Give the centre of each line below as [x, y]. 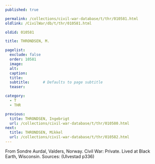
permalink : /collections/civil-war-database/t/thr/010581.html [72, 19]
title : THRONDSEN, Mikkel [36, 133]
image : [16, 64]
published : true [22, 10]
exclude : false [25, 55]
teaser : [18, 87]
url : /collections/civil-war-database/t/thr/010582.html [70, 137]
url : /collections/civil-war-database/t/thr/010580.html [70, 123]
